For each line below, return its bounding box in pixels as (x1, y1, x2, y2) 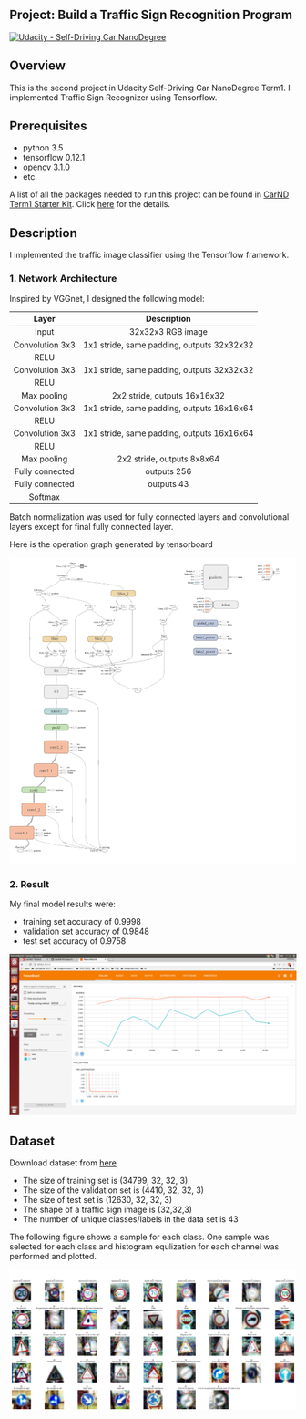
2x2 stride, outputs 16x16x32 (112, 389, 226, 400)
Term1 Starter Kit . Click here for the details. (9, 199, 171, 210)
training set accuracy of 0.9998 (22, 916, 141, 927)
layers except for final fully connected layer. (9, 522, 174, 533)
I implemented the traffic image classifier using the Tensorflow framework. (9, 250, 290, 261)
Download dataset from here (9, 1157, 117, 1168)
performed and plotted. (9, 1251, 97, 1262)
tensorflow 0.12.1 (22, 152, 86, 163)
